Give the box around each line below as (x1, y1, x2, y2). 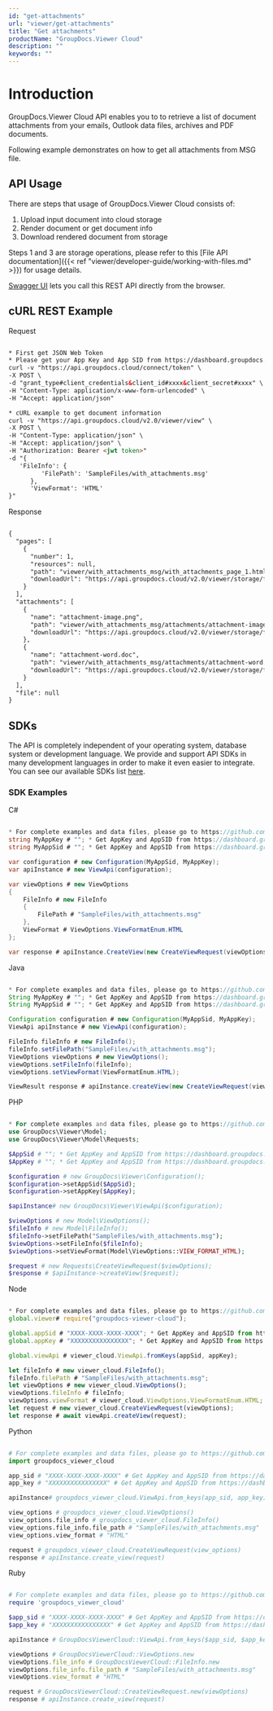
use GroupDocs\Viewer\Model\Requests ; (8, 1135, 140, 1144)
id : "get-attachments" (8, 11, 85, 20)
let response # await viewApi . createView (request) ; (8, 1411, 187, 1419)
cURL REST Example (8, 305, 114, 318)
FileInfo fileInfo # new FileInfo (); (8, 1038, 136, 1046)
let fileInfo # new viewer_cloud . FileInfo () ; (8, 1366, 165, 1375)
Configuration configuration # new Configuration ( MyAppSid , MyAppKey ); (8, 1016, 256, 1024)
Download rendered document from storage (19, 231, 168, 241)
